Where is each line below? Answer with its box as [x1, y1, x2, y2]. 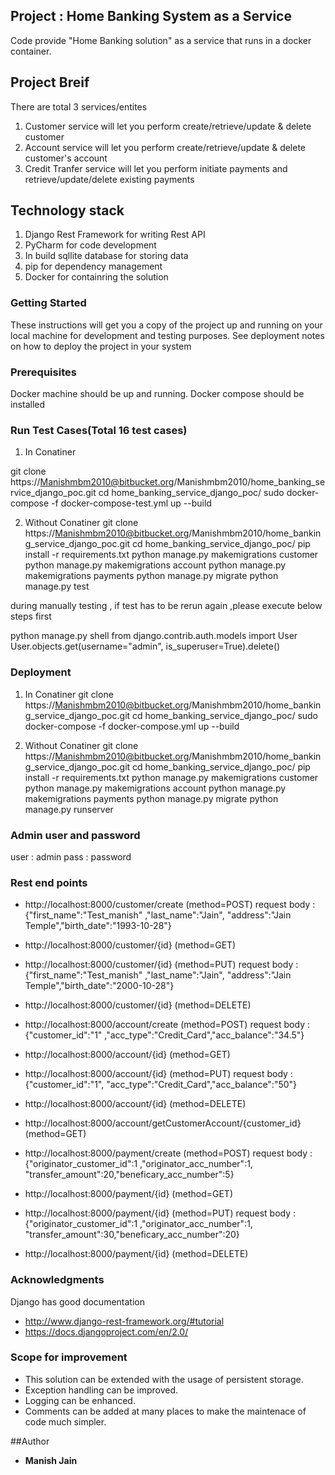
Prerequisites [10, 365, 77, 379]
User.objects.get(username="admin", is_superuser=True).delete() [10, 640, 281, 653]
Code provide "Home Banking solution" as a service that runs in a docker [10, 34, 312, 46]
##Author [10, 1435, 50, 1447]
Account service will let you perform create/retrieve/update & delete [24, 141, 307, 153]
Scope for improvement [10, 1350, 128, 1364]
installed [10, 399, 46, 411]
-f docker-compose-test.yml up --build [51, 497, 212, 509]
